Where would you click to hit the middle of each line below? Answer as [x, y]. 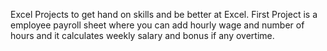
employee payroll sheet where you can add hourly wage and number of [157, 25]
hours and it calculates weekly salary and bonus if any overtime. [142, 35]
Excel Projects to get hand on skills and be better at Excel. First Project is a [164, 14]
